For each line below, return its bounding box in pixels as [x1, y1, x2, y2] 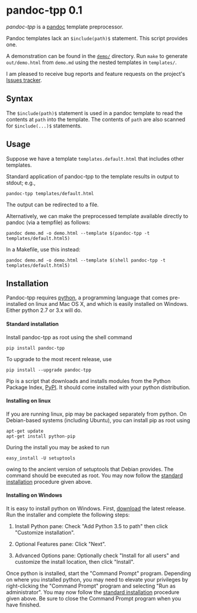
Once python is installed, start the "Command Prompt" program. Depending [6, 570, 192, 577]
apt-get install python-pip [6, 433, 76, 439]
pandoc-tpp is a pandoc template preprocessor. [6, 23, 123, 30]
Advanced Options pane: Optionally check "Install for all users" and [14, 552, 180, 559]
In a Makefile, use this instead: [6, 245, 81, 253]
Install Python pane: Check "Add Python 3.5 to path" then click [14, 522, 168, 529]
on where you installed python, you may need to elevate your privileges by [6, 576, 189, 583]
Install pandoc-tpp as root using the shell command [6, 333, 132, 341]
